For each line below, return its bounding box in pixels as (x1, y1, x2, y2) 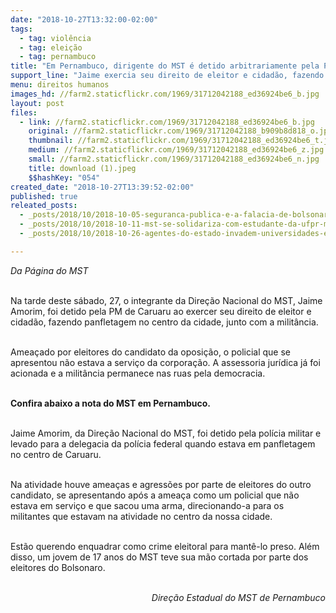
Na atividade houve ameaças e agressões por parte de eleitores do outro (10, 478, 312, 490)
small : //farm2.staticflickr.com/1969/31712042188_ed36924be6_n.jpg (28, 154, 320, 164)
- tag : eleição (19, 42, 83, 53)
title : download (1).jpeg (28, 163, 137, 173)
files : (10, 107, 38, 118)
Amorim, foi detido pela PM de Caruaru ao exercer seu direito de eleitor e (10, 305, 312, 317)
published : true (10, 191, 78, 201)
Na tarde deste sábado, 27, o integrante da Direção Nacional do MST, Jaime (10, 294, 323, 306)
